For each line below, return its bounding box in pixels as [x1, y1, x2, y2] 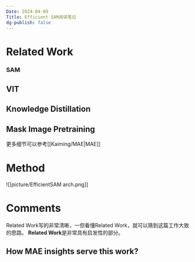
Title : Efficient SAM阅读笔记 [6, 14, 76, 20]
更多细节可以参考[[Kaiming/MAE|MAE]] [6, 141, 101, 148]
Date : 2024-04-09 [6, 8, 49, 15]
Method [6, 161, 45, 175]
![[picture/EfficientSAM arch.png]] [6, 181, 89, 188]
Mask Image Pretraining [6, 124, 95, 134]
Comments [6, 201, 61, 215]
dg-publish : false [6, 19, 51, 25]
